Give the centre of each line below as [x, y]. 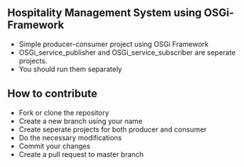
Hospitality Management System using [104, 13]
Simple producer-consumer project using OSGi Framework [113, 44]
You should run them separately [70, 69]
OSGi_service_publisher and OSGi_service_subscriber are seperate [127, 52]
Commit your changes [55, 146]
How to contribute [53, 94]
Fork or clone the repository [64, 112]
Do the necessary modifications [70, 137]
